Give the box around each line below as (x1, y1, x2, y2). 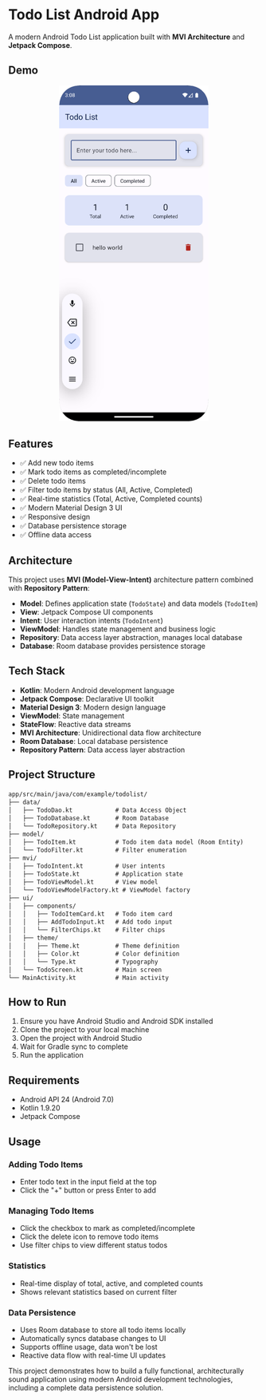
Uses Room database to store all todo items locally (19, 1325, 186, 1335)
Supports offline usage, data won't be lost (19, 1342, 158, 1351)
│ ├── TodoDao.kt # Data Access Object (8, 806, 187, 814)
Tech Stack (8, 664, 65, 678)
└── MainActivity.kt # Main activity (8, 974, 170, 982)
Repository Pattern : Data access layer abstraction (19, 745, 186, 754)
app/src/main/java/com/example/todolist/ (8, 790, 148, 798)
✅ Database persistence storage (19, 521, 127, 531)
